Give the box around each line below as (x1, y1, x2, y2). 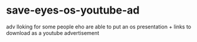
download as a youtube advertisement (6, 29, 100, 36)
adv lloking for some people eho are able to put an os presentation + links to (6, 23, 192, 30)
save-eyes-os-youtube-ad (6, 4, 140, 17)
